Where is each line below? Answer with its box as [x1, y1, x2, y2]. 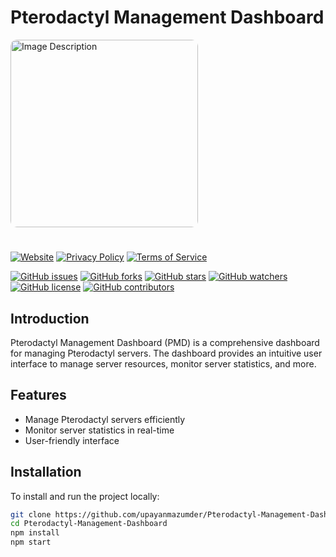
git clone [10, 509, 52, 520]
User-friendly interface [24, 434, 120, 446]
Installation [10, 464, 82, 481]
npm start [10, 537, 52, 548]
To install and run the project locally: [10, 490, 160, 502]
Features [10, 387, 67, 404]
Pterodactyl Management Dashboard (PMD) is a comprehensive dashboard [10, 336, 320, 348]
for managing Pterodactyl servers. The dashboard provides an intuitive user [10, 347, 323, 359]
